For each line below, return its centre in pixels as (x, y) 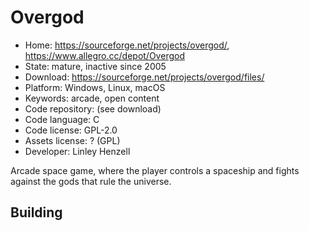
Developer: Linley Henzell (77, 151)
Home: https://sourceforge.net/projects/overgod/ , (127, 45)
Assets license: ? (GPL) (72, 140)
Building (36, 212)
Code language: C (62, 119)
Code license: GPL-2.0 (71, 130)
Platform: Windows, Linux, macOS (95, 87)
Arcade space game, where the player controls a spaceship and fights (155, 170)
